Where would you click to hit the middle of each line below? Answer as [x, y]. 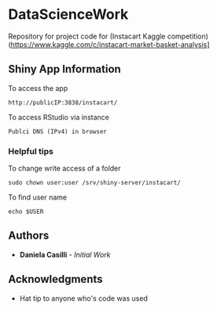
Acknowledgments [56, 279]
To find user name [38, 197]
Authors [29, 236]
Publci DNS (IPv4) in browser [58, 131]
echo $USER [26, 212]
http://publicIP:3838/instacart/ [63, 102]
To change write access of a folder [64, 168]
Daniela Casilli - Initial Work [65, 254]
